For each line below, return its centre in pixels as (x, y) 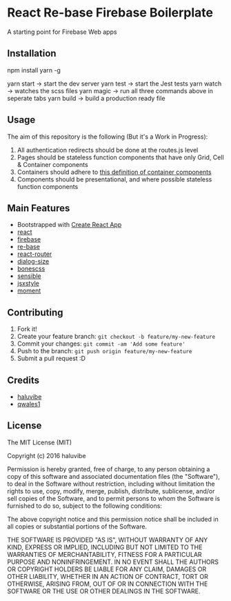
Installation (32, 53)
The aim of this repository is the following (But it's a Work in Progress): (108, 137)
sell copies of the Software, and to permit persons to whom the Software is (114, 498)
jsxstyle (28, 284)
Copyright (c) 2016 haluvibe (47, 455)
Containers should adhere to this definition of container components (114, 172)
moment (29, 290)
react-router (34, 254)
